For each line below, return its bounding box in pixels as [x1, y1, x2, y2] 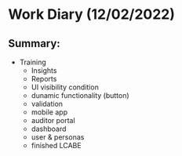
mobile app [31, 107, 68, 117]
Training [19, 57, 47, 67]
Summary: [8, 37, 60, 50]
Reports [31, 74, 57, 83]
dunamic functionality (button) [31, 91, 129, 100]
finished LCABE [31, 141, 82, 150]
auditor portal [31, 116, 76, 125]
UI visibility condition [31, 82, 100, 92]
